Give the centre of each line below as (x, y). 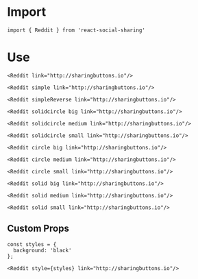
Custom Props (38, 229)
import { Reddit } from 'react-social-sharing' (76, 30)
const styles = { (32, 244)
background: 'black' (42, 250)
